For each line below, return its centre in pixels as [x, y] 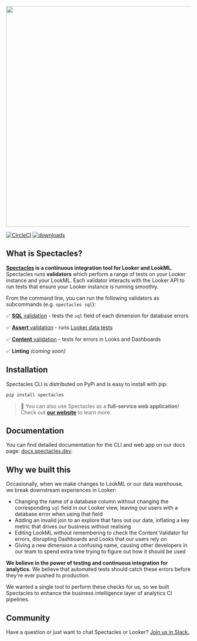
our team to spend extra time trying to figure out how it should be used [100, 552]
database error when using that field [58, 514]
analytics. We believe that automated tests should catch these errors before [98, 569]
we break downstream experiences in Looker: [61, 490]
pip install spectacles [35, 395]
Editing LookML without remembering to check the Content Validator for [101, 533]
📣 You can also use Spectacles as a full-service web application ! [100, 406]
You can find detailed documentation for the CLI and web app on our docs [96, 445]
